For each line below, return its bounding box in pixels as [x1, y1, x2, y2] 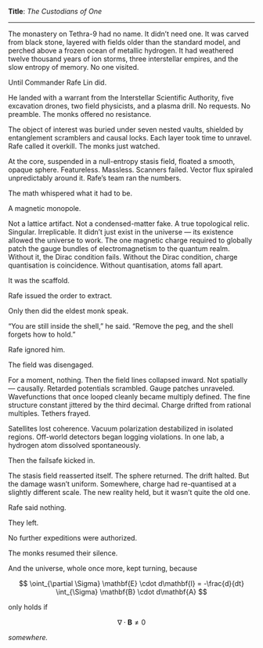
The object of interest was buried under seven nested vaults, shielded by [8, 125, 244, 134]
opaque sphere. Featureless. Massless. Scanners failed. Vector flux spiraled [8, 165, 254, 174]
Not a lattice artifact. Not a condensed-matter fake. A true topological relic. [8, 219, 250, 228]
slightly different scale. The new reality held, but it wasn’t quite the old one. [8, 488, 250, 497]
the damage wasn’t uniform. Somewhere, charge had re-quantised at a [8, 479, 237, 489]
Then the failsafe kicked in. [8, 456, 95, 465]
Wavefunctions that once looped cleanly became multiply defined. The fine [8, 392, 250, 401]
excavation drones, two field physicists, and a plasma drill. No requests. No [8, 101, 250, 111]
